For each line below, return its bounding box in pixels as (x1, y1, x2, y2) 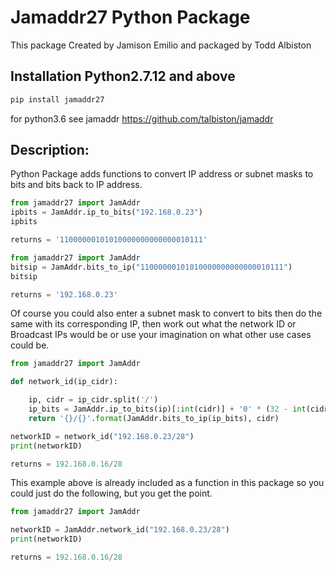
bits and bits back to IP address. (10, 179, 143, 191)
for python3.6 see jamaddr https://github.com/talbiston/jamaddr (10, 112, 274, 125)
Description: (10, 142, 90, 159)
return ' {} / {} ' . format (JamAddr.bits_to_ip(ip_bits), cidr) (28, 413, 280, 423)
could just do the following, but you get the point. (10, 487, 213, 500)
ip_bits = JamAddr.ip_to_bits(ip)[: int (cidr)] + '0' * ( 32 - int (28, 404, 307, 415)
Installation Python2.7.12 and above (10, 68, 236, 85)
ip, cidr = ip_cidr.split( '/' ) (28, 395, 159, 405)
